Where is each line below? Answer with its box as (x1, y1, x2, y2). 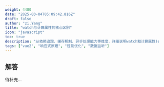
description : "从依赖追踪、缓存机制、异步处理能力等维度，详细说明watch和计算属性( (5, 39, 158, 44)
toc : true (5, 35, 25, 40)
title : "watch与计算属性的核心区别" (5, 25, 72, 30)
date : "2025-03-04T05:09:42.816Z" (5, 12, 76, 17)
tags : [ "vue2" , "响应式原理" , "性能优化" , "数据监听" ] (5, 43, 109, 48)
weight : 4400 (5, 7, 32, 12)
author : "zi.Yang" (5, 21, 42, 26)
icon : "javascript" (5, 30, 45, 35)
